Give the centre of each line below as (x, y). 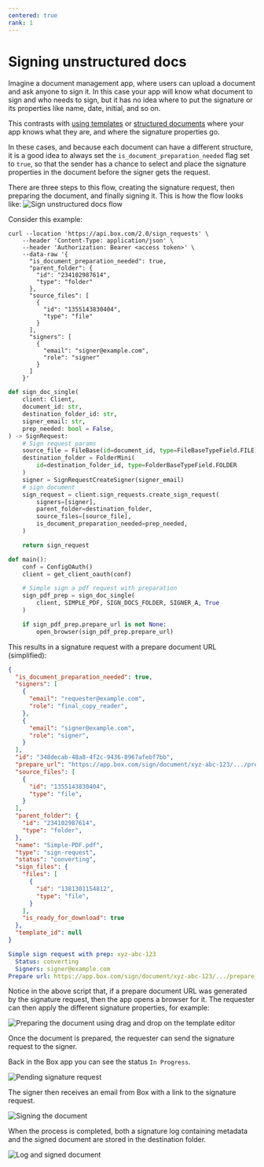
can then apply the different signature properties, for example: (109, 1008)
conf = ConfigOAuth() (57, 567)
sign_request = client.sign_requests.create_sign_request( (121, 495)
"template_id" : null (49, 933)
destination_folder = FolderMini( (79, 458)
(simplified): (27, 655)
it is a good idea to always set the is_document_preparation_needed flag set (129, 156)
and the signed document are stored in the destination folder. (107, 1139)
